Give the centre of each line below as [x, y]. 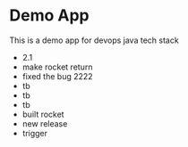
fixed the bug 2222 [57, 76]
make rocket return [57, 67]
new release [45, 123]
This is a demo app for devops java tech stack [94, 40]
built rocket [43, 114]
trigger [34, 133]
